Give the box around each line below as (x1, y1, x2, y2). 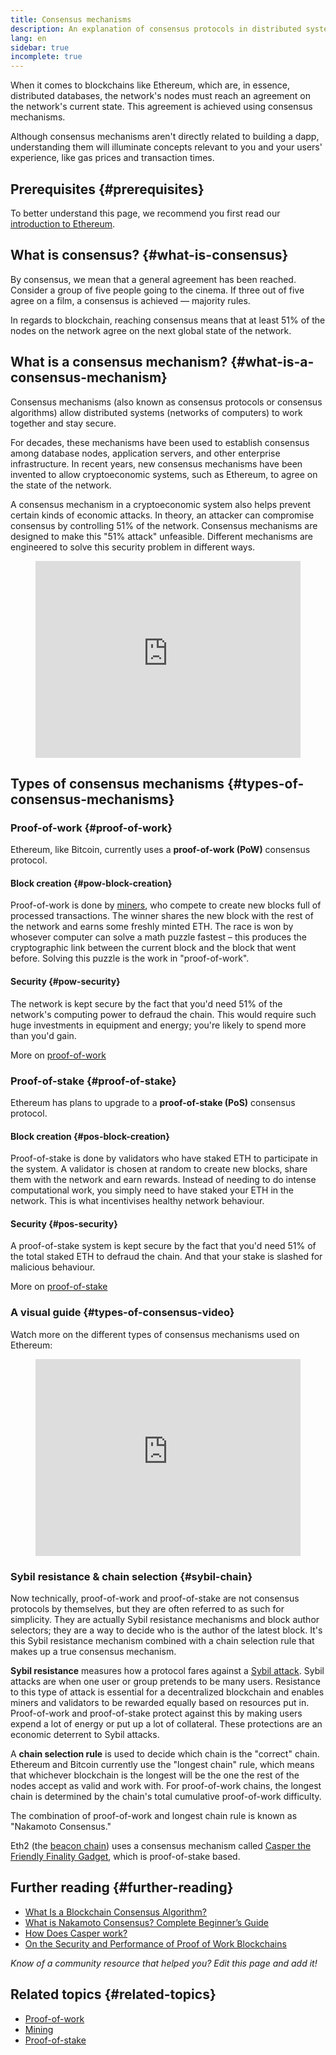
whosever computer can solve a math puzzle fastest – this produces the (10, 931, 307, 943)
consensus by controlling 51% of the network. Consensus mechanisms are (10, 519, 318, 531)
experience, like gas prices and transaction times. (10, 152, 215, 164)
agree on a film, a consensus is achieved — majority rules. (10, 294, 251, 306)
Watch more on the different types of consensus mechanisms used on (10, 1328, 300, 1340)
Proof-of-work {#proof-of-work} (10, 821, 173, 835)
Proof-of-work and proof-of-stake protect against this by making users (10, 1707, 303, 1719)
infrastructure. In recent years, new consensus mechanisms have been (10, 457, 303, 470)
